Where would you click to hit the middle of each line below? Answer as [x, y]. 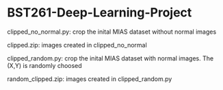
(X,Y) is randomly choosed [44, 65]
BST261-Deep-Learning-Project [100, 13]
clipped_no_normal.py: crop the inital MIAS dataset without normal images [112, 32]
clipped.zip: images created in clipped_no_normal [77, 45]
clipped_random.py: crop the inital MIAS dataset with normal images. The [110, 58]
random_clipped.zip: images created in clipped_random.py [90, 79]
